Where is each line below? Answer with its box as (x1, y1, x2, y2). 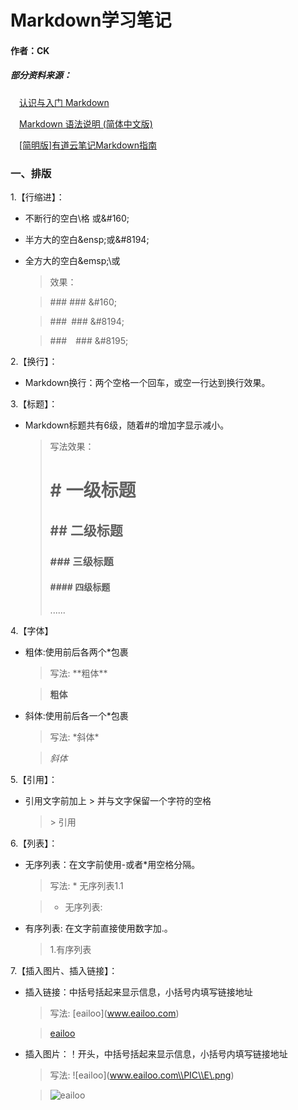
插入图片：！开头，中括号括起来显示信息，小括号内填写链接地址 (24, 1047, 288, 1060)
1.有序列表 (49, 943, 92, 955)
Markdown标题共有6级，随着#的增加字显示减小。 (24, 419, 230, 431)
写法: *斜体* (49, 731, 100, 743)
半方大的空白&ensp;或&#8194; (24, 234, 150, 246)
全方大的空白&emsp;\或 (24, 255, 121, 267)
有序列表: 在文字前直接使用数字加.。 (24, 922, 173, 934)
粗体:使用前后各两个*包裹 (24, 646, 129, 658)
